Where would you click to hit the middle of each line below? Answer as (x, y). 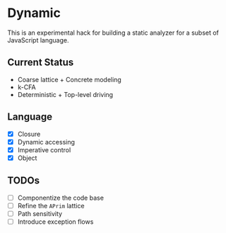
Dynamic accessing (46, 142)
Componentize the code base (61, 198)
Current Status (41, 63)
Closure (29, 134)
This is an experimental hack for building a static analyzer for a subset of (113, 33)
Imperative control (44, 149)
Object (27, 158)
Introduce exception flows (55, 222)
